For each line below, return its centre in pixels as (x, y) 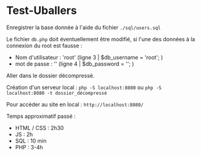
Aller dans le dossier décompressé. (50, 75)
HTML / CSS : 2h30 (39, 127)
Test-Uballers (42, 11)
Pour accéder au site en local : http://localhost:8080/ (75, 104)
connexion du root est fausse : (44, 46)
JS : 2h (24, 134)
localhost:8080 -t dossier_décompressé (57, 93)
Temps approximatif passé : (41, 116)
